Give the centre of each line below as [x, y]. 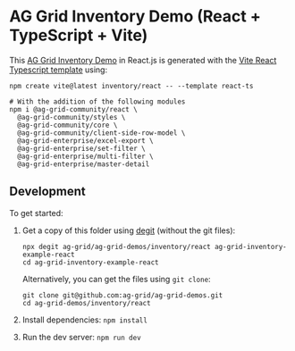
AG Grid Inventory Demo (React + [135, 17]
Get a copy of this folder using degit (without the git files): [129, 230]
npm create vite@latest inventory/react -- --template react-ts [131, 86]
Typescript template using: [59, 70]
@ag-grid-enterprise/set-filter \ [81, 148]
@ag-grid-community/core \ [67, 125]
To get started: [37, 213]
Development [48, 192]
